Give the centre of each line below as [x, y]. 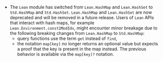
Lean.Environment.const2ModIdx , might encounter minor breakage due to [83, 28]
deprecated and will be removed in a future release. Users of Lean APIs [82, 17]
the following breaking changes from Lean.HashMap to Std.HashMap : [77, 33]
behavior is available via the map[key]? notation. [66, 54]
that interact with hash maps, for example [52, 23]
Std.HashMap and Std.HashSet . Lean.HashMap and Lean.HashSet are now [81, 12]
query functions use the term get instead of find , [67, 38]
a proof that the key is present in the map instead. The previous [82, 49]
